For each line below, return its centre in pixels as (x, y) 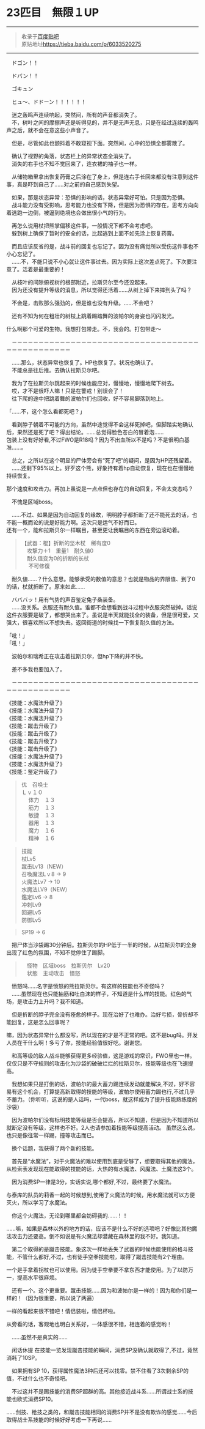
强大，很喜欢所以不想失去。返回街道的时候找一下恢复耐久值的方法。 (92, 622)
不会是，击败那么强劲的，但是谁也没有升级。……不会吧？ (83, 303)
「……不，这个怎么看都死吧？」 (46, 411)
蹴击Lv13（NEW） (44, 866)
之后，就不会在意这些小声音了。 (52, 130)
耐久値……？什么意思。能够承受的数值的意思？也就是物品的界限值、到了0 (103, 579)
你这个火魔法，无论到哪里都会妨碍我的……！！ (70, 1216)
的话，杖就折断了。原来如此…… (46, 586)
